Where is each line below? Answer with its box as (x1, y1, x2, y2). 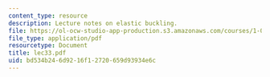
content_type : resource (8, 11, 88, 20)
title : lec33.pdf (8, 49, 67, 57)
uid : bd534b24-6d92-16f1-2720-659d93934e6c (8, 57, 157, 65)
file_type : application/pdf (8, 34, 103, 43)
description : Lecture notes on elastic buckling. (8, 19, 178, 27)
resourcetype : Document (8, 42, 88, 50)
